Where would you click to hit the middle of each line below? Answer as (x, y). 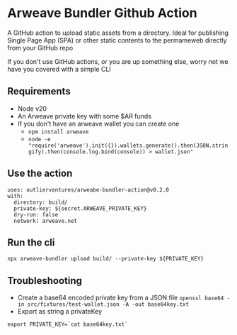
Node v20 (32, 109)
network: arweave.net (46, 221)
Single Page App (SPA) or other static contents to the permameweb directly (117, 40)
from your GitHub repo (40, 48)
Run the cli (31, 242)
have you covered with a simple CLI (59, 69)
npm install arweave (58, 132)
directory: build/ (41, 202)
